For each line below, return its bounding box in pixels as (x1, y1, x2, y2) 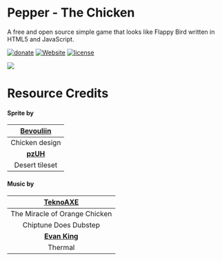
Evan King (43, 231, 79, 241)
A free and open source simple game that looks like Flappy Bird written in (7, 28, 215, 36)
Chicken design (10, 138, 61, 148)
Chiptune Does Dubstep (22, 220, 100, 229)
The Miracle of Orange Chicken (10, 209, 112, 218)
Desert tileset (14, 160, 58, 170)
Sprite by (7, 108, 34, 117)
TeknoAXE (43, 197, 79, 206)
